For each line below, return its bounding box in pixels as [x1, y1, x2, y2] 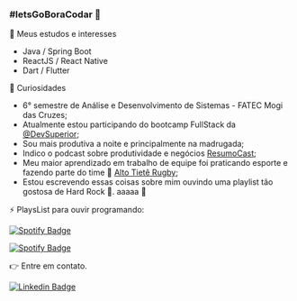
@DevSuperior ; [22, 129, 79, 140]
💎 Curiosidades [9, 83, 67, 94]
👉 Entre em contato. [9, 260, 87, 271]
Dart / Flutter [22, 65, 70, 76]
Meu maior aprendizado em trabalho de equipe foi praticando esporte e [22, 158, 288, 169]
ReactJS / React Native [22, 56, 108, 67]
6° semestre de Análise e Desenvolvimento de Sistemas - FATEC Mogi [22, 100, 283, 111]
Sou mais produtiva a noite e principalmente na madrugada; [22, 139, 245, 150]
